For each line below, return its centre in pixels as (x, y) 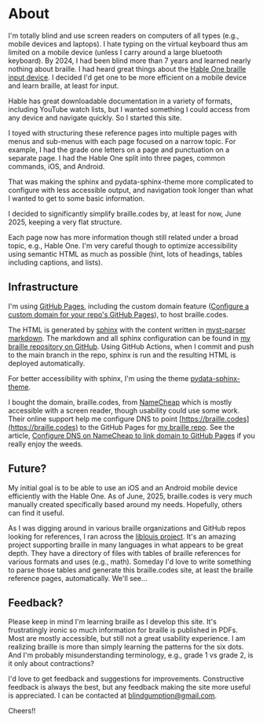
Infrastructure (43, 287)
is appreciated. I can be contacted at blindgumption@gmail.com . (113, 696)
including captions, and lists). (56, 262)
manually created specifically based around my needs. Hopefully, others (125, 504)
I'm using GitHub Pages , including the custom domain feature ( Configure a (129, 306)
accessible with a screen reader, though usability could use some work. (124, 410)
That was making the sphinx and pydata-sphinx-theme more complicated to (131, 181)
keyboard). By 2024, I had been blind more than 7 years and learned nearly (130, 61)
